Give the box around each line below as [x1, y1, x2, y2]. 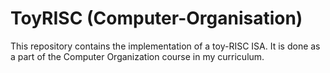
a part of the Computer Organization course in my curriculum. [10, 50, 265, 62]
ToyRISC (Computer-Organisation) [10, 7, 303, 30]
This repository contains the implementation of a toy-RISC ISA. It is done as [10, 40, 321, 52]
